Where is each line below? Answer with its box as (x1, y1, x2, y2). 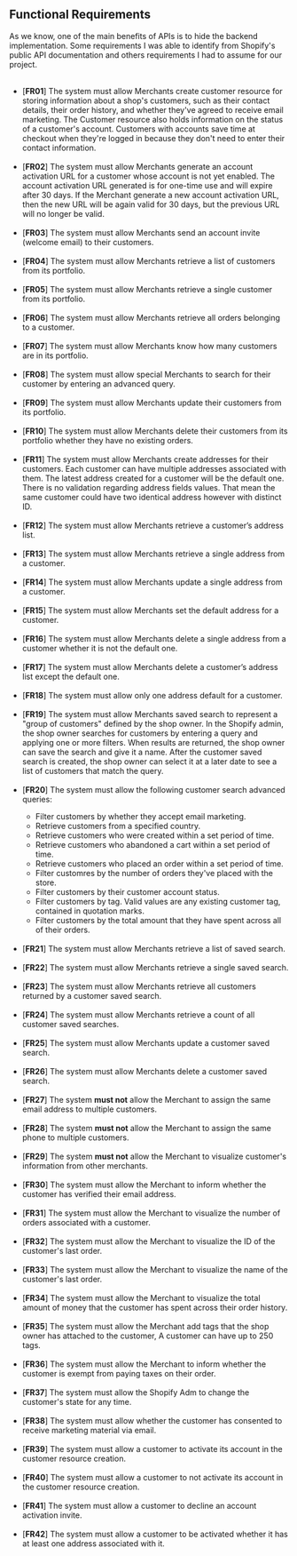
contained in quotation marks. (35, 906, 145, 916)
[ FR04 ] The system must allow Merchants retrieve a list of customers (21, 255, 276, 266)
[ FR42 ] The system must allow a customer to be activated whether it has (21, 1528, 288, 1539)
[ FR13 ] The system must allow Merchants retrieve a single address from (21, 548, 285, 559)
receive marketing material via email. (21, 1424, 157, 1435)
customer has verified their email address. (21, 1188, 176, 1199)
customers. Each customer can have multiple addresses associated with (21, 463, 286, 474)
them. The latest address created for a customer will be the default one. (21, 473, 285, 483)
